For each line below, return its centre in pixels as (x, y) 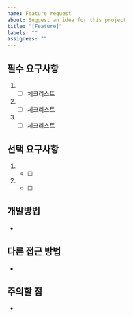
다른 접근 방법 (34, 251)
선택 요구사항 (33, 149)
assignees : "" (27, 39)
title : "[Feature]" (35, 26)
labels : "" (23, 33)
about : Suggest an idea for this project (67, 20)
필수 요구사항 (33, 68)
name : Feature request (39, 13)
